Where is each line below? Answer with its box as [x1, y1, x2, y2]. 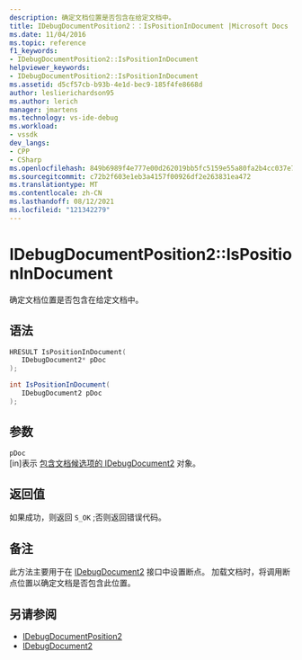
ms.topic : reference [9, 38, 87, 48]
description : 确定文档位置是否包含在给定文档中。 [9, 13, 176, 22]
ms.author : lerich [9, 96, 78, 106]
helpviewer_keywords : [9, 64, 91, 73]
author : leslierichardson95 [9, 88, 115, 97]
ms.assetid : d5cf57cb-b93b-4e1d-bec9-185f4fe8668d [9, 80, 203, 89]
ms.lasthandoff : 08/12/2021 [9, 197, 115, 207]
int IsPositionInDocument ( [9, 380, 111, 389]
